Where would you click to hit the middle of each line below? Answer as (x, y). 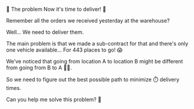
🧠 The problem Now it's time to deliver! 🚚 (56, 9)
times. (14, 88)
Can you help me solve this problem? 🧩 (54, 100)
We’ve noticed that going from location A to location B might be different (95, 61)
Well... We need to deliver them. (45, 32)
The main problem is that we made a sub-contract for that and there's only (97, 44)
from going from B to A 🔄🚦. (39, 68)
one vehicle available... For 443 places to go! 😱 (64, 50)
